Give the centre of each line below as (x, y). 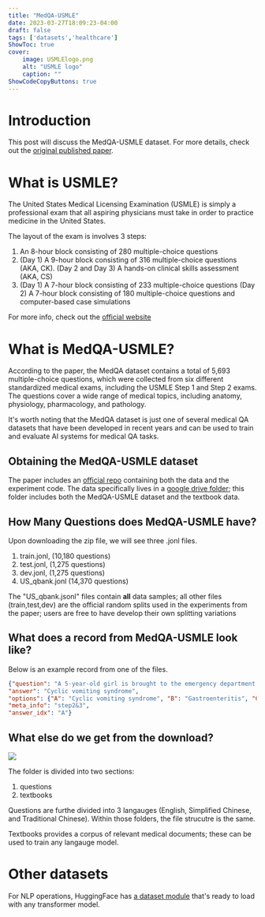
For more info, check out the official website (80, 317)
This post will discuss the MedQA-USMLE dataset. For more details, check (129, 142)
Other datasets (58, 874)
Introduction (50, 120)
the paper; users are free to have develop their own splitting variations (122, 613)
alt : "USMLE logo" (52, 67)
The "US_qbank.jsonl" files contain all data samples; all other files (115, 596)
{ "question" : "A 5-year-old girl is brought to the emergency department (132, 684)
